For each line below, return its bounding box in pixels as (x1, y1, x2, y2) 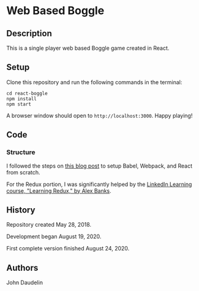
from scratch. (6, 168, 41, 176)
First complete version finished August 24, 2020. (6, 245, 130, 252)
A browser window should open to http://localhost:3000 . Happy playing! (6, 112, 193, 119)
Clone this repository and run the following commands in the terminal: (6, 78, 182, 86)
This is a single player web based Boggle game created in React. (6, 44, 170, 52)
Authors (6, 262, 39, 273)
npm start (6, 101, 32, 107)
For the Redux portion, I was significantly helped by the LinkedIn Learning (6, 180, 192, 188)
